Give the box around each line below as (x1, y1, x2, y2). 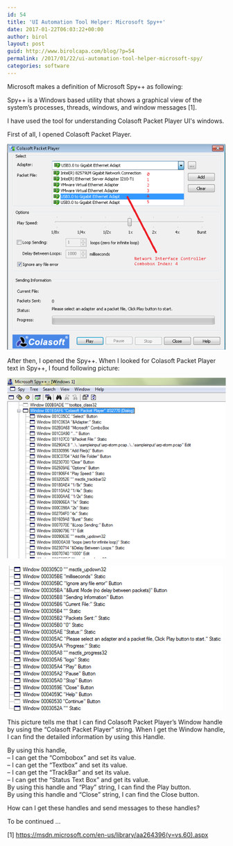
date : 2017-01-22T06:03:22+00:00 (7, 26, 104, 33)
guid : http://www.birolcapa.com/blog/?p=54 (7, 48, 135, 55)
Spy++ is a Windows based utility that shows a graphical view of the (7, 96, 202, 104)
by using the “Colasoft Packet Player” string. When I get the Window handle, (7, 725, 225, 734)
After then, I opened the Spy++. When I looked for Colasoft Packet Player (7, 357, 216, 365)
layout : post (7, 40, 45, 48)
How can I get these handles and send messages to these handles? (7, 804, 200, 812)
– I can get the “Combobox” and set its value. (7, 753, 137, 761)
